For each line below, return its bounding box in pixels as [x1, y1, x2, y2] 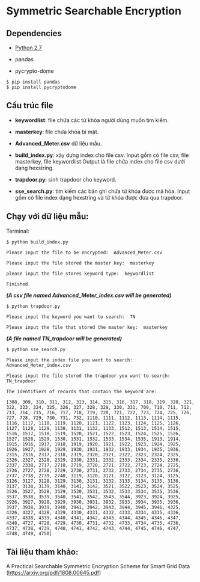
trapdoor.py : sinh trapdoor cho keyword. [14, 176, 117, 183]
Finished [6, 281, 28, 287]
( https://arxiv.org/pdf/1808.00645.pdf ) [6, 569, 102, 577]
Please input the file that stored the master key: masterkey [6, 324, 168, 330]
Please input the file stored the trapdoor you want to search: [6, 373, 171, 379]
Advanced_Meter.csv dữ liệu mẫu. [14, 139, 102, 147]
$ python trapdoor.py [6, 303, 61, 309]
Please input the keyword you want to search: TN [6, 314, 136, 320]
